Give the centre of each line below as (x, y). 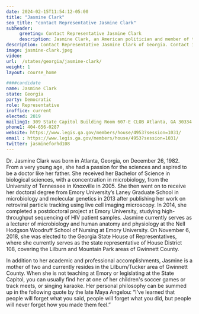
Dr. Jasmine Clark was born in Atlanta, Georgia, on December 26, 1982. (93, 160)
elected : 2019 (24, 116)
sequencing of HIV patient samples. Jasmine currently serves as (113, 217)
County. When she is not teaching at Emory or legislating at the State (90, 273)
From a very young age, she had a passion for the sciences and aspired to (97, 167)
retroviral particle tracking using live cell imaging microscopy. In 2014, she (97, 205)
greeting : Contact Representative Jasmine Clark (81, 34)
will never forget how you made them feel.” (59, 305)
